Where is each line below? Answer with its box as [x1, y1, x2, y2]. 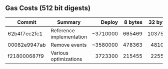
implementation [50, 33, 87, 40]
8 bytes [124, 18, 142, 25]
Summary [56, 18, 81, 25]
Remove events [50, 41, 87, 48]
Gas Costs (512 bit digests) [5, 4, 91, 12]
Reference [50, 27, 75, 34]
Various [50, 49, 69, 56]
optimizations [50, 56, 82, 63]
